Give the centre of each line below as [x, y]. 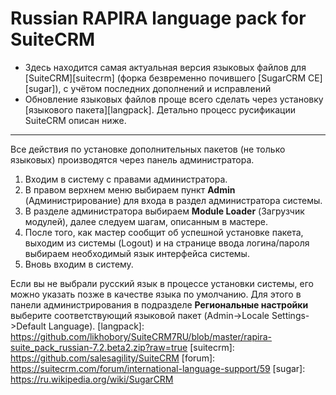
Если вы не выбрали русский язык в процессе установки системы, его [162, 283]
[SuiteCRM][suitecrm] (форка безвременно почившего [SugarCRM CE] [173, 78]
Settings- [290, 315]
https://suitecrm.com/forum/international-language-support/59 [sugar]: [158, 368]
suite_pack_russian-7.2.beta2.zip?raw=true [99, 347]
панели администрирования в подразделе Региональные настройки [159, 304]
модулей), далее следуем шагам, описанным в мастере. [146, 221]
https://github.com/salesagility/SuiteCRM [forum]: [113, 358]
